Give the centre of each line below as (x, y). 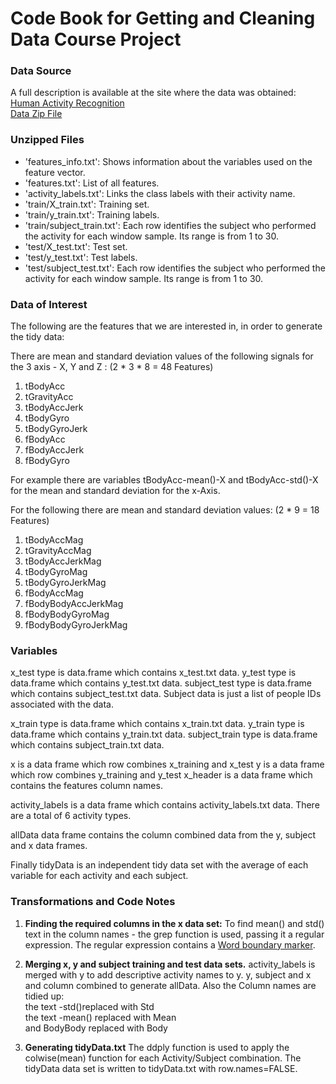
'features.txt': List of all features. (92, 183)
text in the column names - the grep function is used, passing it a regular (174, 934)
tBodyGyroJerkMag (65, 583)
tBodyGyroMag (56, 572)
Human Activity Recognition (67, 103)
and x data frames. (49, 846)
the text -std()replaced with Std (89, 1006)
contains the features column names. (86, 786)
